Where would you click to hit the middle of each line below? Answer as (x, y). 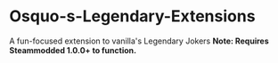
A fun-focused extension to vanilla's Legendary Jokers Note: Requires (139, 41)
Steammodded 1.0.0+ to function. (73, 50)
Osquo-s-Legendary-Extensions (132, 16)
